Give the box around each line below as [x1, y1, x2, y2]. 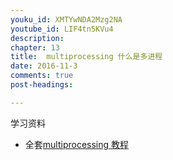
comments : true [10, 71, 74, 81]
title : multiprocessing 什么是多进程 [10, 52, 163, 62]
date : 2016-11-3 [10, 61, 78, 71]
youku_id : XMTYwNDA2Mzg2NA [10, 14, 123, 25]
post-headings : [10, 80, 74, 90]
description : [10, 33, 65, 43]
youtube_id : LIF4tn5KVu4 [10, 24, 114, 34]
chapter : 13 [10, 42, 60, 53]
